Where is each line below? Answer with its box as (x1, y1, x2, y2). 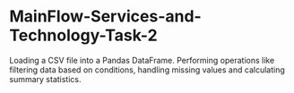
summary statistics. (9, 73, 82, 84)
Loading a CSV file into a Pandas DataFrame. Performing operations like (9, 55, 275, 65)
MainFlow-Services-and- (9, 6, 202, 27)
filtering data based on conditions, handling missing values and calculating (9, 64, 285, 75)
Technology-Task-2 (9, 25, 159, 46)
